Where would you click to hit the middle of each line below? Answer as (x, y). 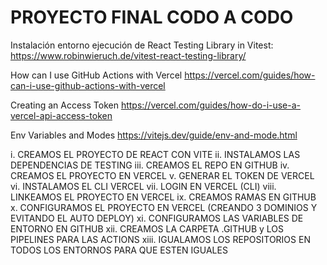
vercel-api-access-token (61, 115)
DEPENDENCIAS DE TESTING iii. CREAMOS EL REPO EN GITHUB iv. (150, 165)
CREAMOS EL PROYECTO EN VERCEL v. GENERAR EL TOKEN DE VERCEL (162, 175)
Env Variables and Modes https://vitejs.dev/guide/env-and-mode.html (154, 135)
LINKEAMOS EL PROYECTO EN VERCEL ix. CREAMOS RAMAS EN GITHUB (163, 197)
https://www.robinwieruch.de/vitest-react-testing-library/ (128, 55)
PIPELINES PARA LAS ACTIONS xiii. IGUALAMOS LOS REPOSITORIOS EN (160, 239)
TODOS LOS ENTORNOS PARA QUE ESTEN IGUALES (119, 250)
